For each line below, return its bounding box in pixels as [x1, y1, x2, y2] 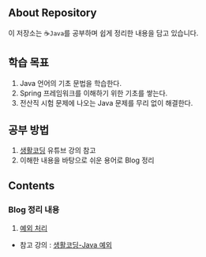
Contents [8, 179, 55, 192]
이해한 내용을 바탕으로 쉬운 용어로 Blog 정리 [19, 155, 155, 165]
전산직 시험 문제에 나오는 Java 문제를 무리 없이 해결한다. [19, 98, 193, 107]
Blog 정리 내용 [8, 204, 60, 215]
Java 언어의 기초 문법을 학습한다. [19, 78, 122, 88]
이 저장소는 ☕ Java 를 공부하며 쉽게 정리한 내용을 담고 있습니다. [8, 28, 199, 38]
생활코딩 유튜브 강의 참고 [19, 146, 96, 155]
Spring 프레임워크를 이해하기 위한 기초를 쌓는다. [19, 88, 168, 98]
